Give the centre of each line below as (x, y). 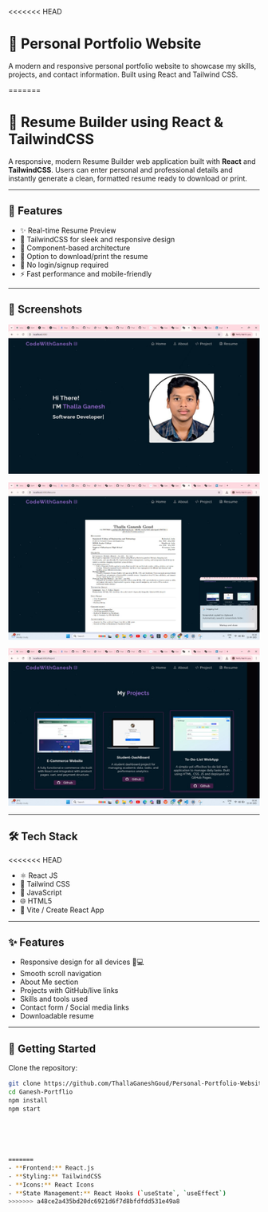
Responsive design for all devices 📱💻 (82, 962)
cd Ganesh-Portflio (41, 1092)
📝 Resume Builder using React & (116, 122)
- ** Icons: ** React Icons (51, 1185)
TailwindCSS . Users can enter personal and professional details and (120, 169)
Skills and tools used (53, 999)
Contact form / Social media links (74, 1007)
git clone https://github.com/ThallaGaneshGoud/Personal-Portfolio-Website (137, 1084)
